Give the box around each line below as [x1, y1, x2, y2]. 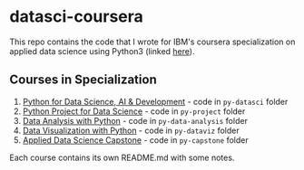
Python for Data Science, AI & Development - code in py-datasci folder [22, 96, 289, 107]
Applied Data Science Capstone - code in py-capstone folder [22, 134, 249, 146]
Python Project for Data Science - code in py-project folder [22, 106, 246, 117]
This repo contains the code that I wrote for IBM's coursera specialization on [9, 36, 296, 47]
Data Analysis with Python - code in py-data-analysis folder [22, 115, 248, 126]
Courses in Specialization [9, 72, 157, 88]
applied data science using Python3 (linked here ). [9, 45, 195, 56]
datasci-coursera [9, 6, 143, 27]
